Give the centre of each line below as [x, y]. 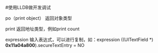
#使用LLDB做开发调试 [28, 7]
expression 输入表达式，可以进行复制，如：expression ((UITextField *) [79, 40]
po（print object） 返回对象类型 [39, 18]
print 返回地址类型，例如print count [42, 29]
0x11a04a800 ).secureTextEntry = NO [45, 45]
